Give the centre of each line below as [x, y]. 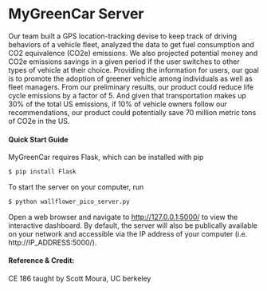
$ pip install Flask [43, 172]
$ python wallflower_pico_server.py [69, 202]
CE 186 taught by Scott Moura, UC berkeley [80, 279]
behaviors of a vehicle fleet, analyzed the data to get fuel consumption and [132, 44]
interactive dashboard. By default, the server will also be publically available [133, 225]
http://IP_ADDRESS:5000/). [53, 242]
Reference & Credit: [41, 261]
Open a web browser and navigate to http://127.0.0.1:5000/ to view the [123, 217]
